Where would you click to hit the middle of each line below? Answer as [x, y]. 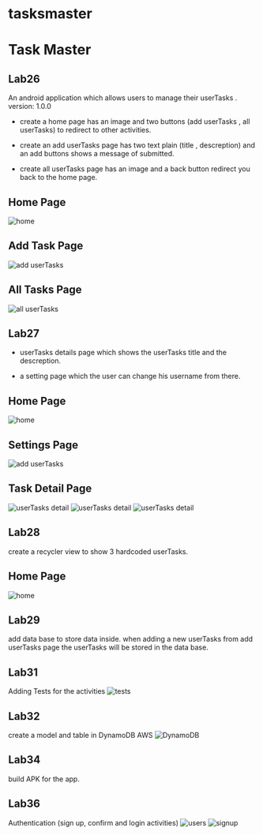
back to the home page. [58, 178]
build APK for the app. [44, 779]
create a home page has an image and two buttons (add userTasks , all [135, 122]
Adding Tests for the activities [57, 691]
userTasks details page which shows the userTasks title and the [123, 353]
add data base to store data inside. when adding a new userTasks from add [131, 639]
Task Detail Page [50, 489]
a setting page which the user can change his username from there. [130, 376]
